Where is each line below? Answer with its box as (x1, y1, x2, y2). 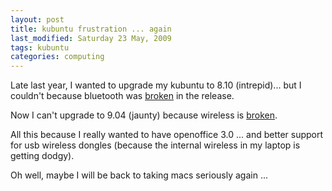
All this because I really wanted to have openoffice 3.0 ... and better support (10, 129, 324, 141)
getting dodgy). (10, 150, 75, 162)
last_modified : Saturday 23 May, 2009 (10, 33, 172, 43)
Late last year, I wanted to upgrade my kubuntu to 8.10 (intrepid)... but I (10, 79, 302, 91)
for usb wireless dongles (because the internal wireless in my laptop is (10, 139, 301, 151)
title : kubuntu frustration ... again (10, 24, 172, 34)
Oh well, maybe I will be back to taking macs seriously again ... (10, 169, 268, 181)
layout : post (10, 14, 65, 25)
